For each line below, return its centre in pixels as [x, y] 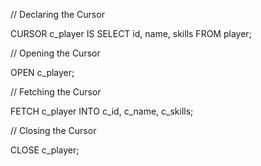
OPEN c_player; [42, 72]
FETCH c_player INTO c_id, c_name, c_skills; [102, 111]
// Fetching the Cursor [56, 92]
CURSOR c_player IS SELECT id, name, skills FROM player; [131, 33]
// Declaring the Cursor [57, 14]
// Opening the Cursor [55, 53]
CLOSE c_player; [45, 150]
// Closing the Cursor [53, 130]
